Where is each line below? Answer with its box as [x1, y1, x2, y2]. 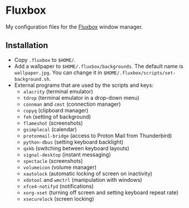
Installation [5, 40, 48, 51]
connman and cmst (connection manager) [23, 100, 121, 108]
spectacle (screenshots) [23, 157, 83, 164]
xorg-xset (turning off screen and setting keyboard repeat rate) [23, 188, 179, 196]
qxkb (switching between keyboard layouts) [23, 144, 129, 152]
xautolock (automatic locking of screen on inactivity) [23, 170, 153, 177]
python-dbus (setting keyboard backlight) [23, 138, 123, 146]
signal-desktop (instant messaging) [23, 151, 111, 158]
